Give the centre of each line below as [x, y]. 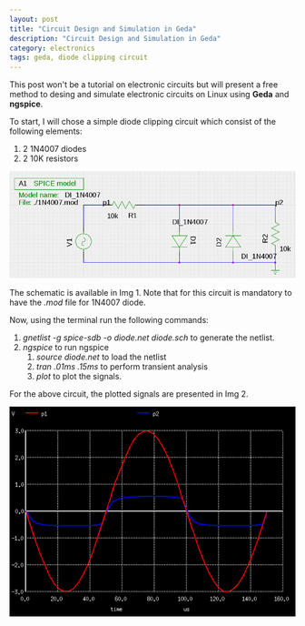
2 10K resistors [50, 158]
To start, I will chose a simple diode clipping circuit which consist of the [143, 122]
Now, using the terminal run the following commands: [109, 320]
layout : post [34, 19]
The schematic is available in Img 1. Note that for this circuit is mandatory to [151, 293]
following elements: [46, 131]
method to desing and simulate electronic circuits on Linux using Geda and [149, 95]
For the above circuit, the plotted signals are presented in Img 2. [129, 394]
